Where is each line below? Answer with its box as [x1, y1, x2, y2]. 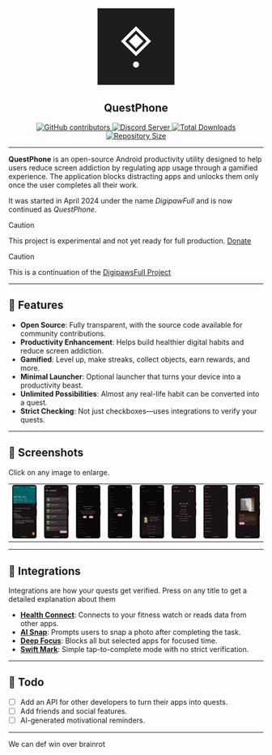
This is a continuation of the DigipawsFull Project [8, 268, 172, 277]
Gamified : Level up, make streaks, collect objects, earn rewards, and [19, 354, 251, 364]
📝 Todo [8, 676, 45, 689]
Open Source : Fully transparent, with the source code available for [19, 320, 243, 329]
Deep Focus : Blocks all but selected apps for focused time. [19, 636, 218, 646]
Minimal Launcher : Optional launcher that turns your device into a [19, 371, 241, 381]
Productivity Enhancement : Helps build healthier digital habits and [19, 337, 244, 347]
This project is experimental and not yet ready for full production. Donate [8, 236, 252, 246]
